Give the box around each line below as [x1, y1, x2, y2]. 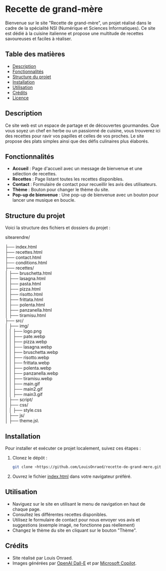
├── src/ [5, 318, 24, 324]
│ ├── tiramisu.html [5, 312, 46, 318]
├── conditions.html [5, 260, 47, 266]
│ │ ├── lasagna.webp [5, 344, 52, 350]
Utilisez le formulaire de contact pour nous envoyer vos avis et [12, 516, 140, 522]
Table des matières [5, 50, 65, 58]
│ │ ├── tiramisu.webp [5, 376, 53, 382]
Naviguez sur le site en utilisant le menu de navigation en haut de [12, 501, 146, 507]
